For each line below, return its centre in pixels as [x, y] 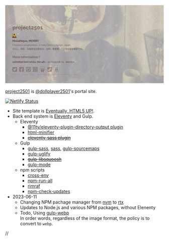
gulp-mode [39, 165]
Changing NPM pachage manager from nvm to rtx [72, 202]
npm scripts [32, 170]
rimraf [34, 186]
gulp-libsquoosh [45, 159]
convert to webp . [36, 224]
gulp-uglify [39, 154]
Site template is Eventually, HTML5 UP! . [53, 111]
